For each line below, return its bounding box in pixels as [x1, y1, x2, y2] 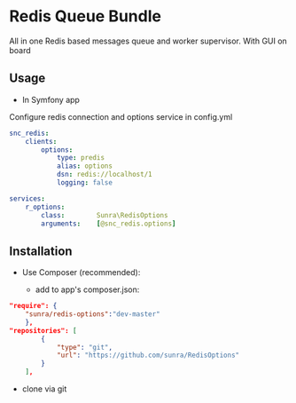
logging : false [56, 178, 113, 187]
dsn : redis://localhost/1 [56, 170, 152, 179]
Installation [9, 243, 73, 258]
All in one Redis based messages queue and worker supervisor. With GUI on [9, 36, 288, 46]
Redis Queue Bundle [9, 6, 162, 27]
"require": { [9, 302, 58, 311]
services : [9, 194, 46, 203]
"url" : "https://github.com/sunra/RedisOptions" [56, 351, 240, 360]
